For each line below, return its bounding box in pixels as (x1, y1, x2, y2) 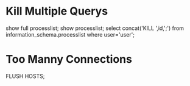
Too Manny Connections (5, 52, 132, 66)
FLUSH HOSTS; (5, 72, 45, 80)
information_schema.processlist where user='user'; (5, 30, 135, 38)
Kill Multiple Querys (5, 4, 108, 18)
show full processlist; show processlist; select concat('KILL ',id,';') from (5, 24, 184, 32)
